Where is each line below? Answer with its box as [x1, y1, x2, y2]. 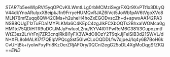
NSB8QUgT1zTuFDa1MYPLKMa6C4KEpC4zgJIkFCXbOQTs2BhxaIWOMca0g [5, 20, 165, 26]
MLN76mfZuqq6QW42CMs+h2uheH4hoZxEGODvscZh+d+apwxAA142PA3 [5, 15, 162, 21]
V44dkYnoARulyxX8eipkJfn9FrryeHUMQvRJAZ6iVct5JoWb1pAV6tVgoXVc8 [5, 10, 163, 16]
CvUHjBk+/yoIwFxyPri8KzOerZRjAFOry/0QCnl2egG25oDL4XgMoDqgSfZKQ [5, 42, 164, 47]
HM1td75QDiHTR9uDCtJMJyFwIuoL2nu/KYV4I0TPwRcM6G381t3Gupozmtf [5, 26, 163, 32]
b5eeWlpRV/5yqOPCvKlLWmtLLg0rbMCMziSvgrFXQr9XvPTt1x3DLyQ [19, 5, 165, 10]
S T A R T [5, 5, 20, 10]
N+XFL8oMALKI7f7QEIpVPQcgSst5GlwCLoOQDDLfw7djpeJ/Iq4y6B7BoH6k [5, 36, 164, 42]
